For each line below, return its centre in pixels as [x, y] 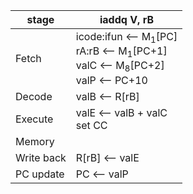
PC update [40, 174]
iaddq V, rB [127, 19]
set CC [91, 125]
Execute [34, 119]
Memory [35, 141]
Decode [34, 96]
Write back [41, 157]
